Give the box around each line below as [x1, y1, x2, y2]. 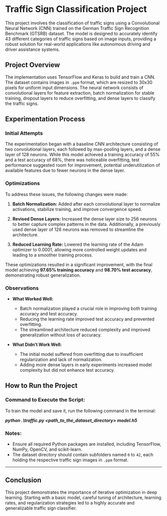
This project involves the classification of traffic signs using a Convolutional [5, 20, 160, 26]
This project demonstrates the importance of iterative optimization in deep [5, 489, 158, 495]
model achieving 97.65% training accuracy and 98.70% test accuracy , [5, 267, 153, 273]
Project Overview [5, 61, 60, 69]
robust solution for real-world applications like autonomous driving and [5, 41, 151, 47]
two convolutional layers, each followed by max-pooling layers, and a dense [5, 146, 161, 152]
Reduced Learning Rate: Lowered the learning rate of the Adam [12, 241, 144, 247]
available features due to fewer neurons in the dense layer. [5, 168, 125, 174]
